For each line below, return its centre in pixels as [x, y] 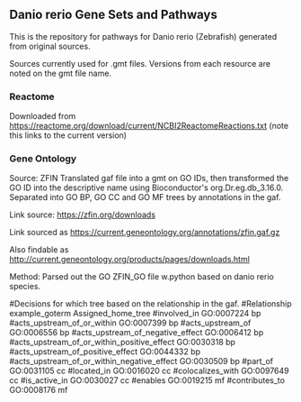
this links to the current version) [68, 135]
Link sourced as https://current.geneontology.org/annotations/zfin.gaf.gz [145, 233]
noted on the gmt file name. [61, 73]
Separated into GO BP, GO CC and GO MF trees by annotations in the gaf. [145, 197]
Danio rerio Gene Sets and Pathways [113, 15]
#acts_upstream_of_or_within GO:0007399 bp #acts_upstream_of [130, 323]
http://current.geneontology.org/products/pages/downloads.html [129, 260]
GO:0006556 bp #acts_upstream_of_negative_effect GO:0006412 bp [137, 333]
